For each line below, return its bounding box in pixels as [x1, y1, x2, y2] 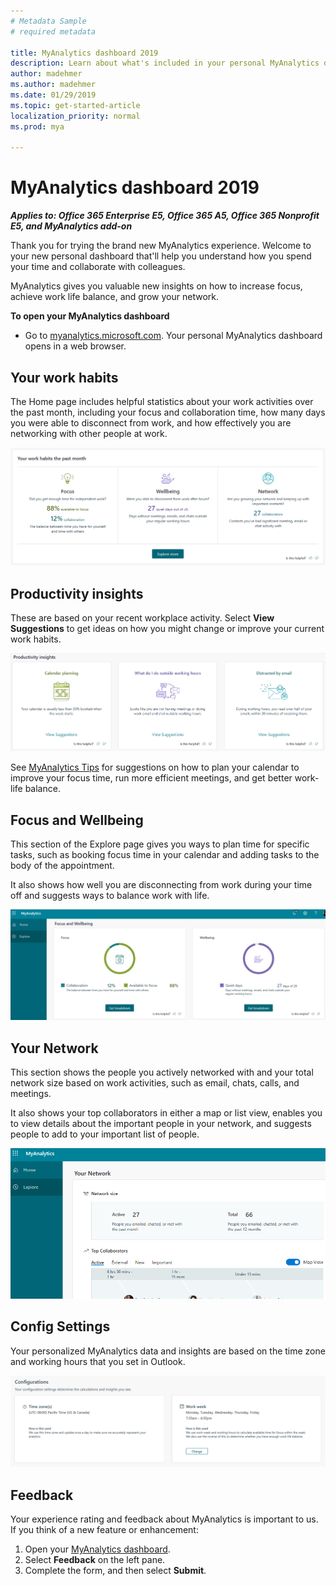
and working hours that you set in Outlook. [10, 1355, 186, 1367]
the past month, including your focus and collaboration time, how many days [10, 406, 326, 418]
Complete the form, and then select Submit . [24, 1565, 207, 1577]
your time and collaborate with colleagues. [10, 261, 186, 273]
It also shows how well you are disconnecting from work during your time [10, 879, 313, 891]
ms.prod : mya [10, 121, 65, 132]
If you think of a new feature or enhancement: [10, 1524, 199, 1536]
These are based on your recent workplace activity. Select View [10, 612, 275, 624]
